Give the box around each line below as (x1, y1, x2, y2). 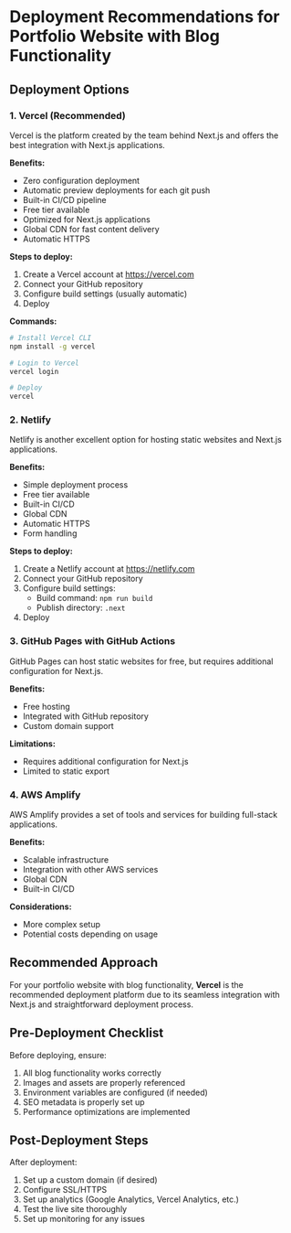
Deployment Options (9, 81, 130, 97)
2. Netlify (9, 413, 52, 426)
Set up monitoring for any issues (22, 1214, 146, 1225)
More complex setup (22, 919, 101, 930)
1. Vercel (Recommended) (9, 109, 126, 122)
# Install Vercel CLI (9, 333, 92, 342)
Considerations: (9, 901, 72, 912)
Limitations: (9, 738, 57, 749)
